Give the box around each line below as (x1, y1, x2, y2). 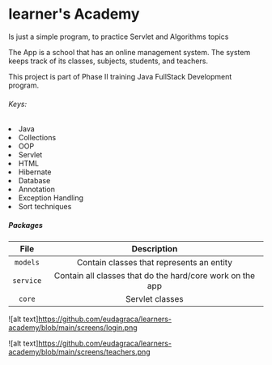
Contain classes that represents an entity (76, 257, 233, 268)
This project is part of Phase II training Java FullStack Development (8, 71, 232, 81)
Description (131, 243, 178, 255)
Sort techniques (19, 202, 72, 212)
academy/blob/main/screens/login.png (8, 323, 138, 333)
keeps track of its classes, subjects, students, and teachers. (8, 56, 209, 66)
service (12, 277, 42, 286)
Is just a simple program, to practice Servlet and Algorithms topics (8, 32, 229, 41)
